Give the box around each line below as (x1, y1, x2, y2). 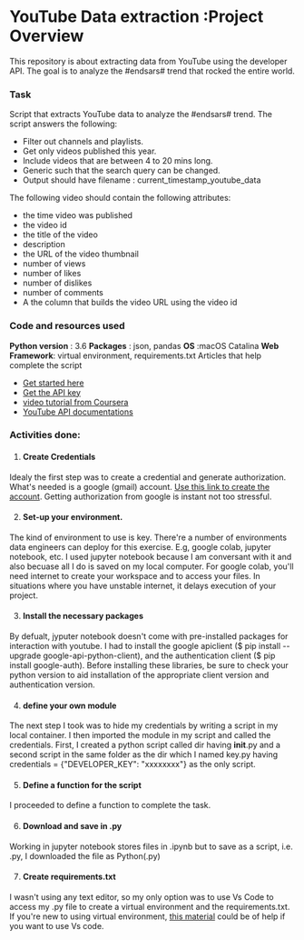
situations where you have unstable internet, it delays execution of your (9, 580, 277, 591)
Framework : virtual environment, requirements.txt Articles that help (9, 350, 261, 361)
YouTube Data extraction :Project (9, 6, 264, 27)
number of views (22, 258, 86, 269)
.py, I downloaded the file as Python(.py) (9, 850, 161, 861)
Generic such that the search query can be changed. (22, 165, 221, 176)
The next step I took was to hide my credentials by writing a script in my (9, 720, 279, 731)
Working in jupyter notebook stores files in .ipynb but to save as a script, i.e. (9, 841, 293, 852)
